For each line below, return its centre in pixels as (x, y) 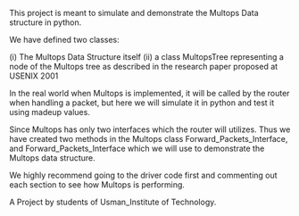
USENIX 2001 (34, 76)
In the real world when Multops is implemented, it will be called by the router (149, 93)
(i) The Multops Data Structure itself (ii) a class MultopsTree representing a (146, 57)
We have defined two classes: (64, 40)
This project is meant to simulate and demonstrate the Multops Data (134, 13)
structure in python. (46, 22)
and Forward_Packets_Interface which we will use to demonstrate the (137, 148)
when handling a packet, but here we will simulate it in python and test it (142, 103)
